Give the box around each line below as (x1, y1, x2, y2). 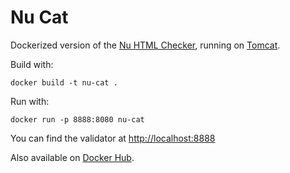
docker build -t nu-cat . (10, 77, 118, 88)
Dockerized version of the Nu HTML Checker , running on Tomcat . (10, 39, 281, 51)
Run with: (10, 95, 50, 107)
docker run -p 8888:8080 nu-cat (10, 114, 145, 125)
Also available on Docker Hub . (10, 151, 135, 163)
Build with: (10, 58, 54, 70)
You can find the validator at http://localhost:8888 (10, 132, 216, 144)
